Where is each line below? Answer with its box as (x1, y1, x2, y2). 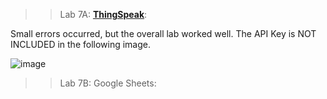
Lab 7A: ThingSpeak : (59, 9, 148, 20)
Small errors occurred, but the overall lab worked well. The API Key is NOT (10, 28, 317, 39)
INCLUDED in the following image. (10, 39, 152, 50)
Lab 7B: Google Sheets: (59, 77, 157, 89)
